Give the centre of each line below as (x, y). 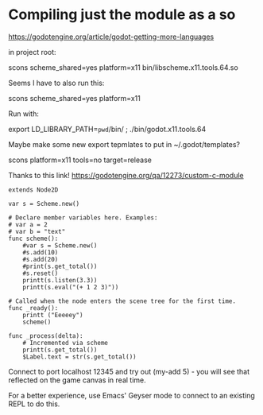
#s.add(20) (41, 259)
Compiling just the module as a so (122, 15)
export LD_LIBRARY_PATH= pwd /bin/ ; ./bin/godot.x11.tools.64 (107, 129)
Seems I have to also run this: (56, 83)
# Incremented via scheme (66, 343)
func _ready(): (33, 308)
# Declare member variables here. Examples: (83, 217)
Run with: (24, 114)
